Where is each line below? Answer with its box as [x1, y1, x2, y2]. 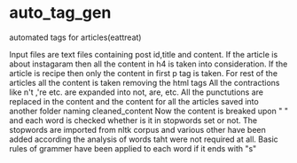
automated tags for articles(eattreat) [9, 32, 142, 43]
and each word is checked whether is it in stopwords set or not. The [9, 114, 258, 126]
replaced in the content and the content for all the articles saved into [9, 96, 259, 106]
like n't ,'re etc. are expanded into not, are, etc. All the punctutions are [9, 87, 264, 97]
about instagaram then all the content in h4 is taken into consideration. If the [9, 58, 288, 69]
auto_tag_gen [9, 3, 112, 23]
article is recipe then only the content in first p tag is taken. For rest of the [9, 67, 277, 78]
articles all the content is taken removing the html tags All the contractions [9, 77, 280, 88]
